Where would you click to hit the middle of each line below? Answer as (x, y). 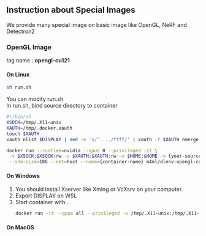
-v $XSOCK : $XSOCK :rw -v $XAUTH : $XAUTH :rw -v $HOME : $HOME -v (87, 156)
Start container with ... (43, 202)
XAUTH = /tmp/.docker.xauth (39, 128)
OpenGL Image (29, 47)
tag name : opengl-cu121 (38, 61)
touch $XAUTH (23, 134)
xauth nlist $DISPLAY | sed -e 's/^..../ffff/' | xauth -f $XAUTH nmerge (103, 139)
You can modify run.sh (35, 99)
